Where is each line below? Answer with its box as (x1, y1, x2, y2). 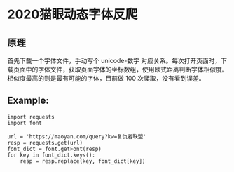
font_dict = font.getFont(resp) (7, 145, 102, 152)
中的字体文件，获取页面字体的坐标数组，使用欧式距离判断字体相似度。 (25, 65, 228, 74)
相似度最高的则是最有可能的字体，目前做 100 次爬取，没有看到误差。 (7, 74, 205, 82)
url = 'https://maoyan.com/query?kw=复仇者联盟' (7, 133, 147, 140)
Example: (7, 95, 49, 107)
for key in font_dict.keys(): (7, 152, 96, 159)
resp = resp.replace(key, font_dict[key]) (20, 157, 146, 165)
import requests (7, 113, 55, 120)
